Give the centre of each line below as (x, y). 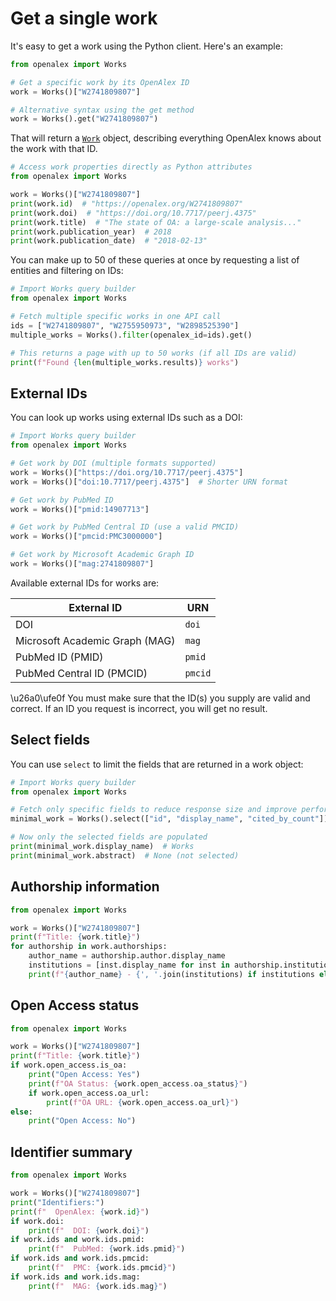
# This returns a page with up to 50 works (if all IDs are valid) (154, 353)
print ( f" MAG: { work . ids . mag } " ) (98, 1286)
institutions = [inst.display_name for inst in (129, 965)
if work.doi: (37, 1221)
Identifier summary (71, 1152)
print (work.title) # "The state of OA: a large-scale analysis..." (156, 222)
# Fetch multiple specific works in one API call (116, 317)
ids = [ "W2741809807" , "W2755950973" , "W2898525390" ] (125, 325)
